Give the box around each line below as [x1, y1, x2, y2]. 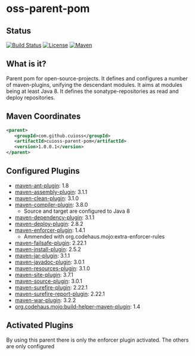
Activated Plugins [6, 320, 73, 331]
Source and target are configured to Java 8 [23, 207, 130, 215]
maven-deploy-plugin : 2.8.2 [14, 220, 83, 227]
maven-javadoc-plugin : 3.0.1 [14, 258, 85, 266]
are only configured [6, 342, 55, 349]
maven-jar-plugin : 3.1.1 [14, 252, 70, 259]
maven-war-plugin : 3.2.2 [14, 296, 76, 304]
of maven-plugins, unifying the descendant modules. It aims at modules [6, 81, 183, 88]
